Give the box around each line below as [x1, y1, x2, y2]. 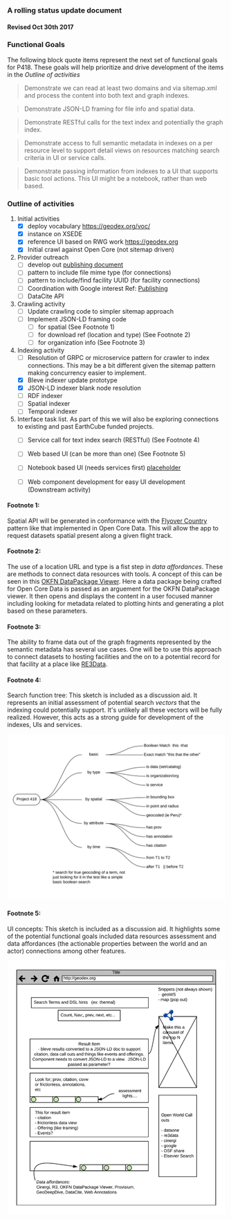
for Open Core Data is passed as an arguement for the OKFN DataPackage [7, 584, 220, 593]
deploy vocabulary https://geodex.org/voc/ [27, 222, 151, 231]
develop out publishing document [27, 260, 123, 269]
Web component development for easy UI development [27, 477, 185, 486]
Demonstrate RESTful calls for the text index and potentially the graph [24, 118, 223, 126]
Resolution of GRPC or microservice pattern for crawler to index [27, 353, 210, 361]
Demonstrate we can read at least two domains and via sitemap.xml [24, 84, 218, 92]
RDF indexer [27, 392, 63, 400]
